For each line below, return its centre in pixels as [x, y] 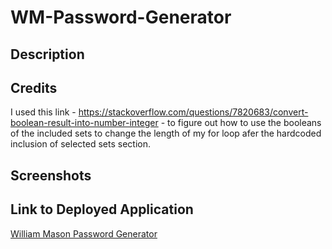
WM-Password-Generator [121, 17]
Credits [34, 87]
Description [47, 54]
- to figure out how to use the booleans [241, 123]
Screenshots [51, 175]
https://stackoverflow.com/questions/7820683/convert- [193, 112]
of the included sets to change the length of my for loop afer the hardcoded [166, 133]
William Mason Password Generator [84, 233]
